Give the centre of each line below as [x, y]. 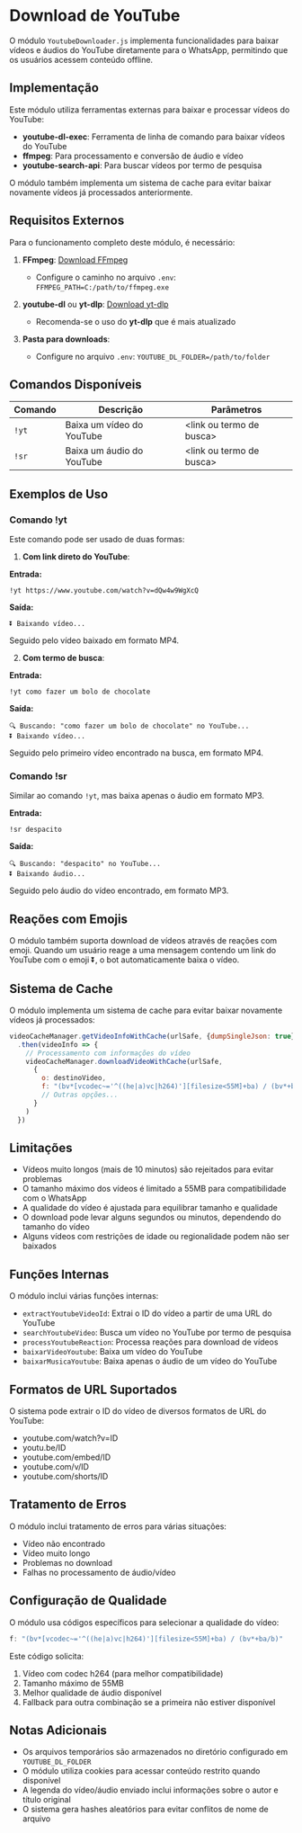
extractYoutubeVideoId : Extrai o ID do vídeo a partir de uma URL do [147, 1313]
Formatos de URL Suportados [93, 1389]
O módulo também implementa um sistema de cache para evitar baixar [141, 183]
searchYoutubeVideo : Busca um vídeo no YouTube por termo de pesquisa [157, 1333]
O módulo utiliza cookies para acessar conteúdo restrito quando [141, 1771]
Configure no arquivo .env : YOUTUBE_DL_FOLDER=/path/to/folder [153, 356]
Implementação [54, 88]
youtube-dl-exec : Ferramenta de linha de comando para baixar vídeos [154, 137]
